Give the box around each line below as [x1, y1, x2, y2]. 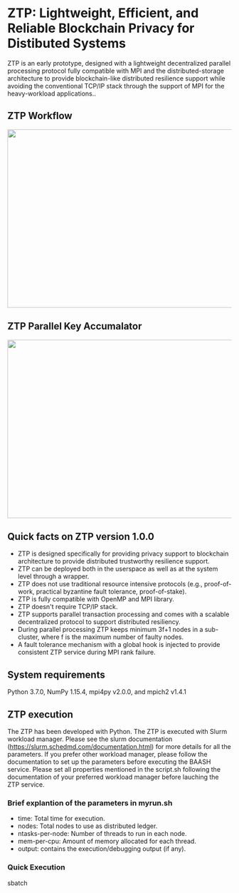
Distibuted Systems [7, 36, 127, 51]
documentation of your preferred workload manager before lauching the [7, 772, 219, 781]
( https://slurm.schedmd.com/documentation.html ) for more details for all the [7, 743, 231, 750]
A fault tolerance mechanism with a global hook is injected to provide [17, 641, 221, 649]
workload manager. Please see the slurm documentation [7, 735, 173, 743]
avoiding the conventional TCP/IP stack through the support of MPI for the [7, 81, 225, 90]
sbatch [7, 879, 28, 887]
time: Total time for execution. [17, 815, 105, 823]
